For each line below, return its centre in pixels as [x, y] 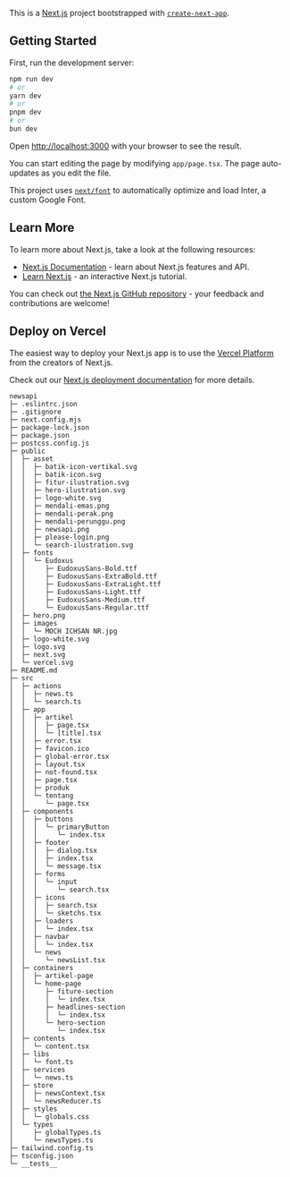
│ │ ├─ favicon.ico [50, 748]
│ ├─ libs [29, 1054]
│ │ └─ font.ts [41, 1062]
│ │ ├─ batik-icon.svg [55, 474]
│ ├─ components [41, 811]
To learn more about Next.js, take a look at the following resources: [133, 249]
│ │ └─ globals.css [50, 1117]
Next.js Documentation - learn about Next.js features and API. [136, 267]
